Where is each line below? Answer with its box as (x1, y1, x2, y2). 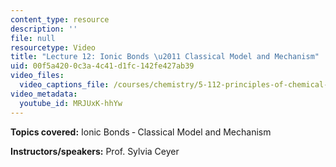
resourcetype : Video (10, 42, 97, 53)
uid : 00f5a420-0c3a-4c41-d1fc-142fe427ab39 (10, 61, 195, 71)
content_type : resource (10, 14, 110, 25)
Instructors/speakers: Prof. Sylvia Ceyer (10, 145, 180, 157)
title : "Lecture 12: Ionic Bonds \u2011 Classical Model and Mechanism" (10, 52, 320, 62)
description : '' (10, 24, 78, 34)
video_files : (10, 71, 65, 81)
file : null (10, 33, 56, 43)
